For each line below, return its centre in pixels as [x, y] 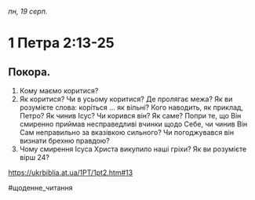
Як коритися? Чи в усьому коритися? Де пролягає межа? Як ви [126, 99]
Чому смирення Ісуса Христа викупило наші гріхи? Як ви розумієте [133, 149]
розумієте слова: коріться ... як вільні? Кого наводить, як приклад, [131, 107]
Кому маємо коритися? [59, 91]
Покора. [29, 72]
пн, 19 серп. [28, 11]
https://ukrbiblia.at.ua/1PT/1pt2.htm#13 [71, 173]
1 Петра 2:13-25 [62, 43]
